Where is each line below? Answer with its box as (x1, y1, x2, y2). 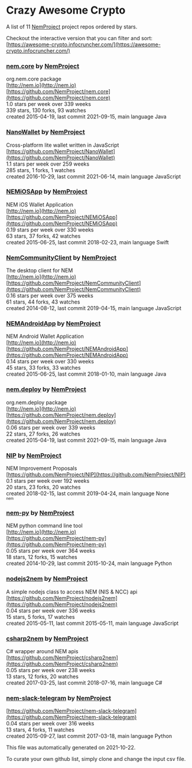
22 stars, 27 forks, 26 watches (6, 430, 81, 437)
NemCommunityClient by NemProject (6, 253, 117, 262)
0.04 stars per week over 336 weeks (6, 607, 96, 614)
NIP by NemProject (6, 451, 62, 459)
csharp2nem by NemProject (6, 634, 89, 643)
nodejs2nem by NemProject (6, 575, 88, 583)
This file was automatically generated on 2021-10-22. (6, 744, 136, 751)
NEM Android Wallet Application (6, 333, 84, 340)
